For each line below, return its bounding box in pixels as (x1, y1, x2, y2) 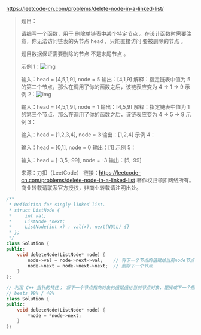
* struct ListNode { (8, 207, 60, 213)
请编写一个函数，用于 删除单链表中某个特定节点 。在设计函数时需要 (20, 30, 187, 37)
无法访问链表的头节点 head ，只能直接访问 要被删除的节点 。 (36, 38, 187, 44)
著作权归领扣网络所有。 (136, 176, 194, 184)
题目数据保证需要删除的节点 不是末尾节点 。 (20, 50, 129, 57)
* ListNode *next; (8, 218, 66, 224)
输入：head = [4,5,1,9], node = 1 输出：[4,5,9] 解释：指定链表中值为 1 (20, 103, 190, 110)
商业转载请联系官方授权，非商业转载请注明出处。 (20, 184, 142, 191)
